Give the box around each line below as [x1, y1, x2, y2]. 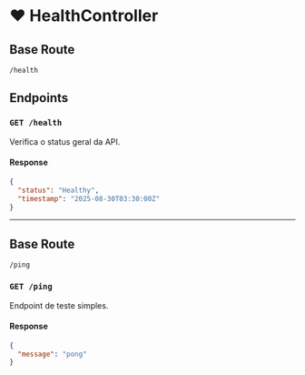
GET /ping [9, 281, 53, 292]
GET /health [9, 117, 63, 128]
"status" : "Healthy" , [17, 186, 100, 195]
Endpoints [9, 90, 69, 106]
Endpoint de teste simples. [9, 299, 109, 310]
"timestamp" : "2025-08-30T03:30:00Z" [17, 194, 161, 203]
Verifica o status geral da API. [9, 136, 121, 147]
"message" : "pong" [17, 350, 88, 359]
